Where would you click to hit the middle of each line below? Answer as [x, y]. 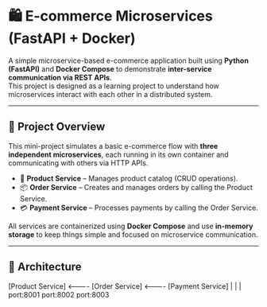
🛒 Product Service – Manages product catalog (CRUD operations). [129, 178]
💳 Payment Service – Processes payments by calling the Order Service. [139, 208]
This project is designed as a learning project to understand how [114, 86]
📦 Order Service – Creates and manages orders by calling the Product [136, 187]
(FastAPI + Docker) [72, 39]
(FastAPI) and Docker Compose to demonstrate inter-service [110, 68]
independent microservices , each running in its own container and [118, 154]
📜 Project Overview [57, 127]
